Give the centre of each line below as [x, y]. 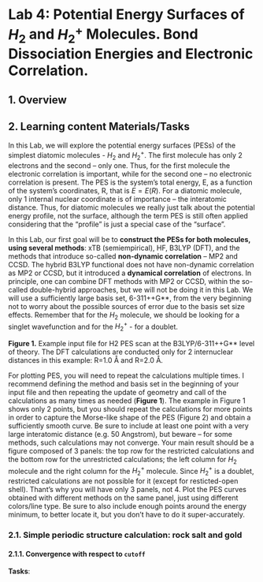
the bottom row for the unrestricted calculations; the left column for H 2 [123, 461]
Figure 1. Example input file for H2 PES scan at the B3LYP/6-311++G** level [131, 344]
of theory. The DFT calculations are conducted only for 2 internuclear [121, 352]
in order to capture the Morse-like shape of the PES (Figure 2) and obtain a [130, 418]
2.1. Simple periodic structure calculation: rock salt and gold [125, 535]
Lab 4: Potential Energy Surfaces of [127, 15]
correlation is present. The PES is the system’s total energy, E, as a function [131, 182]
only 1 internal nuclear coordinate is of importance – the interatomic [117, 199]
